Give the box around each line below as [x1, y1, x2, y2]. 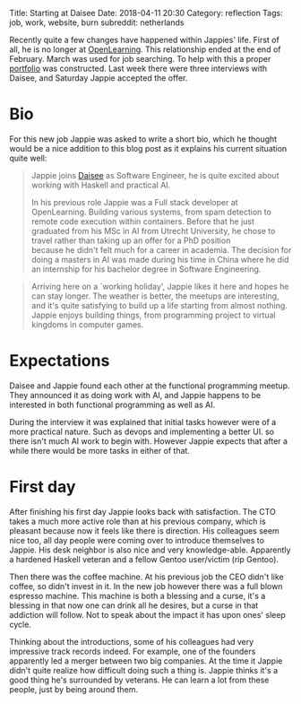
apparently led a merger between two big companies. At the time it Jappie [9, 655, 283, 666]
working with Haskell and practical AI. [30, 179, 171, 190]
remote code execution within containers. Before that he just [30, 215, 255, 227]
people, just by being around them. [9, 683, 139, 694]
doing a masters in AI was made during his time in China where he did [30, 254, 289, 265]
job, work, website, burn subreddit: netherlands [9, 17, 185, 28]
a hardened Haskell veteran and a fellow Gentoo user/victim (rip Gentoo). [9, 553, 279, 564]
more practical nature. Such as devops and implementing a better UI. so [9, 426, 275, 437]
